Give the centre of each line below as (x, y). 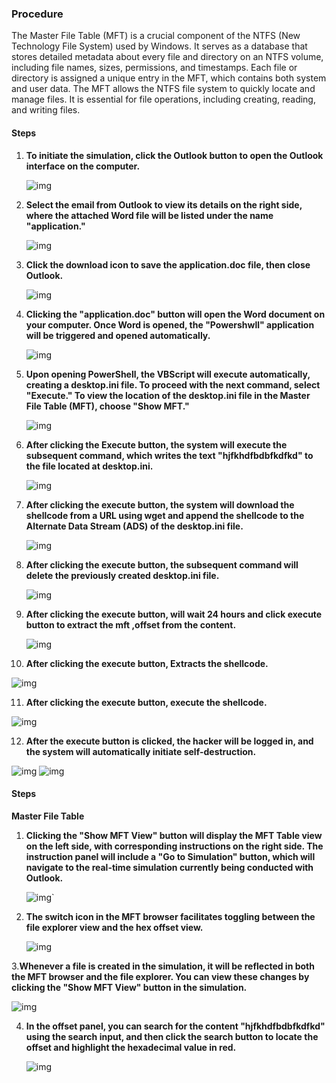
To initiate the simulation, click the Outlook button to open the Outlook (174, 155)
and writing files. (46, 110)
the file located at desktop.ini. (89, 466)
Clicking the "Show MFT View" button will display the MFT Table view (174, 835)
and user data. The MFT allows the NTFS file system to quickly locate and (163, 89)
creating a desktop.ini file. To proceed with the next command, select (173, 384)
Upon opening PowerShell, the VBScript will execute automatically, (168, 374)
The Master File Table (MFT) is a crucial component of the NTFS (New (156, 36)
